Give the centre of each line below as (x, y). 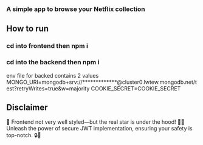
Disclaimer (27, 107)
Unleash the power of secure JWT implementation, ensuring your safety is (99, 129)
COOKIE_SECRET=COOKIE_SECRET (136, 88)
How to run (28, 29)
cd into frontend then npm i (47, 46)
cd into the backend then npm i (53, 62)
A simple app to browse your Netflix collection (76, 9)
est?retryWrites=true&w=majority (48, 88)
